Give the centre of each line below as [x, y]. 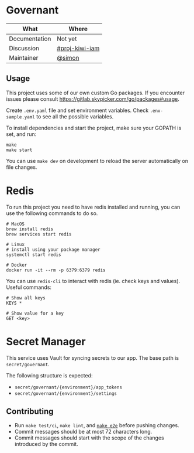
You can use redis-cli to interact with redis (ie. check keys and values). [93, 281]
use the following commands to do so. [52, 213]
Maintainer [24, 57]
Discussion [24, 48]
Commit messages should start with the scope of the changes [89, 438]
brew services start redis [39, 234]
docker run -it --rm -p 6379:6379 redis [56, 270]
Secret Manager [46, 341]
